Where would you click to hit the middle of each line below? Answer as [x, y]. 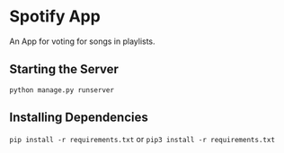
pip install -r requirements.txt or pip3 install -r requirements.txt [142, 139]
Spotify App [55, 17]
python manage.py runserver [62, 90]
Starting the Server [64, 69]
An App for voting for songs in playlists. [82, 41]
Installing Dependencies [79, 118]
